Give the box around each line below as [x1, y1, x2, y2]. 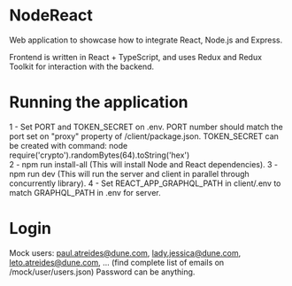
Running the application [9, 92, 188, 112]
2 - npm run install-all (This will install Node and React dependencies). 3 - [9, 158, 279, 169]
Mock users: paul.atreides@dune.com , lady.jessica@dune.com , [9, 247, 242, 258]
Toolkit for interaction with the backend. [9, 61, 155, 72]
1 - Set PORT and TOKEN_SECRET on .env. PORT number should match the [9, 121, 283, 132]
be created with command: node [9, 140, 128, 151]
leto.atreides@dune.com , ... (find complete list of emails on [9, 257, 225, 267]
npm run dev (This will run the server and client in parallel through [9, 168, 250, 179]
